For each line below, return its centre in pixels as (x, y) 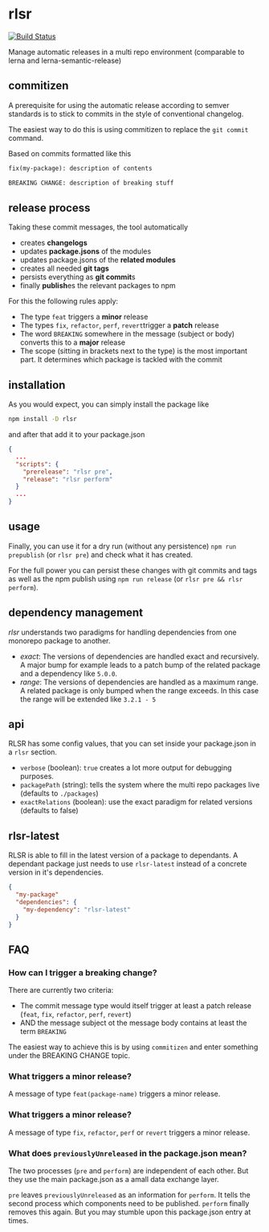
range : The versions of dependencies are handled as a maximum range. (139, 682)
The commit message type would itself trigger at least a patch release (135, 1006)
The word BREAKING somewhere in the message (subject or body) (127, 334)
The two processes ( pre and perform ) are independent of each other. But (128, 1171)
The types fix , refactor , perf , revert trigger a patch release (119, 325)
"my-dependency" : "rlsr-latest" (77, 910)
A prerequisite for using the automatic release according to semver (119, 105)
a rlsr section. (33, 752)
